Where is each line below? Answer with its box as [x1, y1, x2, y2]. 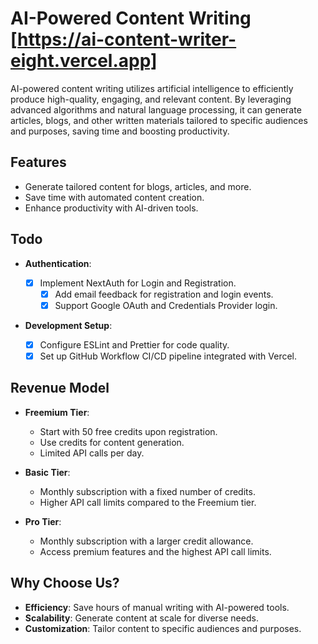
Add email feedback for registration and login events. [54, 288, 274, 300]
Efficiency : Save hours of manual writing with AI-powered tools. [24, 601, 290, 613]
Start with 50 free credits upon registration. [39, 425, 218, 437]
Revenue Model [10, 380, 110, 397]
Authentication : [24, 257, 92, 269]
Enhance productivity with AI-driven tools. [24, 202, 199, 214]
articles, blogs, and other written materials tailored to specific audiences [10, 114, 308, 126]
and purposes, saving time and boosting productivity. [10, 125, 230, 137]
